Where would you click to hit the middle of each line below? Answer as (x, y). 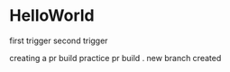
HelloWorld (52, 16)
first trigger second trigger (59, 40)
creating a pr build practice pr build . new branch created (115, 58)
